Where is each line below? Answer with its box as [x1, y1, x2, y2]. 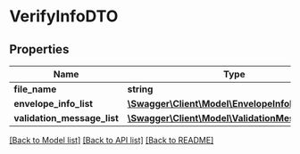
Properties [9, 42, 70, 57]
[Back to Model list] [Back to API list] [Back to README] [9, 135, 214, 145]
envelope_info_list [13, 98, 94, 109]
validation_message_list [13, 112, 119, 124]
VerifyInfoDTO [9, 6, 119, 27]
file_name [13, 83, 57, 95]
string [127, 83, 154, 95]
